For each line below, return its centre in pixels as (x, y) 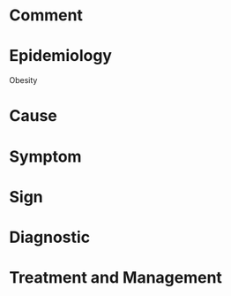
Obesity (23, 80)
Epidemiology (61, 56)
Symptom (45, 156)
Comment (46, 15)
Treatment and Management (116, 278)
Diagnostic (50, 237)
